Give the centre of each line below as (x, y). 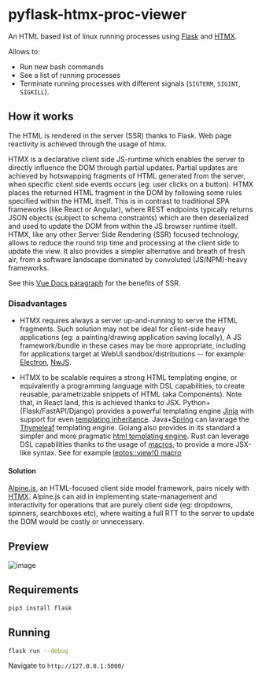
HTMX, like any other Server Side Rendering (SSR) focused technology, (124, 234)
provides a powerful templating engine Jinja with (175, 411)
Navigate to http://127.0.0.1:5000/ (66, 665)
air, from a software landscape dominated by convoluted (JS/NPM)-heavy (128, 259)
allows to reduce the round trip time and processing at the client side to (124, 242)
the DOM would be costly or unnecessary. (76, 521)
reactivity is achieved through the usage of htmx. (88, 144)
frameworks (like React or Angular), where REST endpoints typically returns (131, 209)
